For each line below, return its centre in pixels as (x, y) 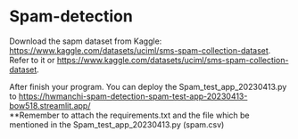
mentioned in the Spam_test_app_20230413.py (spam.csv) (117, 124)
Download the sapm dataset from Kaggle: (86, 41)
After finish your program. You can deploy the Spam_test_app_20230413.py (148, 86)
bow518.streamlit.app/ (50, 105)
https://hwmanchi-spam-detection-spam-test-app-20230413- (133, 96)
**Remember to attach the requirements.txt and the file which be (129, 115)
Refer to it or (32, 60)
